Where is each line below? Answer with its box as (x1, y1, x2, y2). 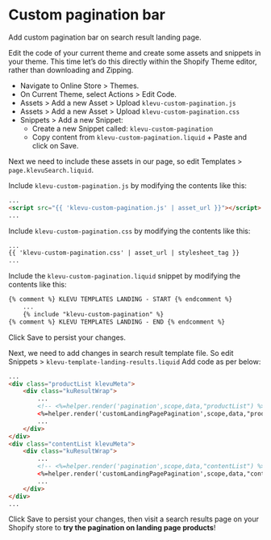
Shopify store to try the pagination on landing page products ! (8, 523, 216, 533)
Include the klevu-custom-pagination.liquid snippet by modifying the (8, 271, 240, 281)
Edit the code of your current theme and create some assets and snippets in (8, 48, 261, 57)
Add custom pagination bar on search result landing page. (8, 32, 202, 42)
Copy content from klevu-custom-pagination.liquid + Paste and (31, 132, 248, 142)
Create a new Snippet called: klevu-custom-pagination (31, 123, 214, 133)
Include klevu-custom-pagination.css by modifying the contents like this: (8, 226, 251, 236)
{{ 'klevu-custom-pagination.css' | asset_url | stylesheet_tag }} (8, 249, 240, 257)
